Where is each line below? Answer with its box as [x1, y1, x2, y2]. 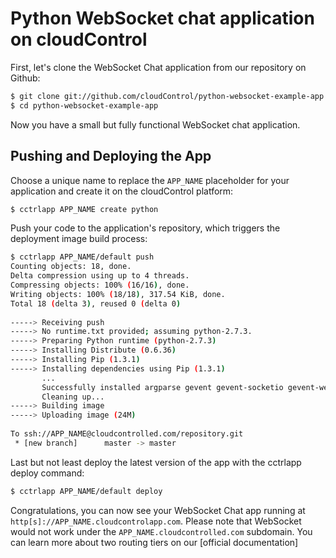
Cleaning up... [41, 392, 105, 402]
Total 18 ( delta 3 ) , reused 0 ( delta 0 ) [10, 298, 182, 309]
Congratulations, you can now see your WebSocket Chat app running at [10, 504, 306, 516]
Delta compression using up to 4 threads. [10, 271, 190, 281]
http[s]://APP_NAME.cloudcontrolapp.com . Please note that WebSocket [10, 515, 302, 527]
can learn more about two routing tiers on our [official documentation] [10, 536, 299, 548]
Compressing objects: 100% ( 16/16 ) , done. [10, 280, 190, 290]
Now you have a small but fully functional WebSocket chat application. [10, 118, 301, 131]
